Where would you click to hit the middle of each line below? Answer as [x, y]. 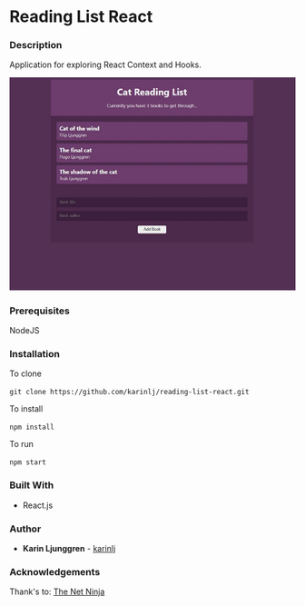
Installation [35, 353]
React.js [38, 505]
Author [25, 529]
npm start [28, 462]
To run [22, 444]
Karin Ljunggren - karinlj [69, 548]
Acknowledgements [55, 571]
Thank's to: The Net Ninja [57, 591]
